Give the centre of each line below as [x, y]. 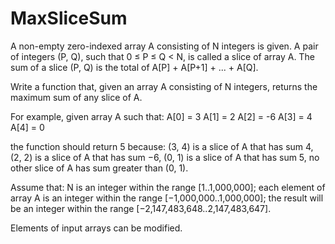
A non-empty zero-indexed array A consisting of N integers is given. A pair [164, 46]
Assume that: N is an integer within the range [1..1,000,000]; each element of [168, 187]
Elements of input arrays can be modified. [96, 228]
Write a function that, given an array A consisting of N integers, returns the [164, 86]
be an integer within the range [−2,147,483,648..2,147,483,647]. [141, 208]
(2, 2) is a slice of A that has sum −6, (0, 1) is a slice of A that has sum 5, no [165, 157]
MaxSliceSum [69, 18]
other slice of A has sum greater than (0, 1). [99, 168]
